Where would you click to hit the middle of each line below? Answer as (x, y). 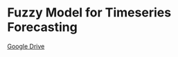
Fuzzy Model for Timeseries (89, 13)
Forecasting (42, 27)
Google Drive (26, 46)
